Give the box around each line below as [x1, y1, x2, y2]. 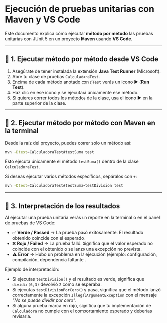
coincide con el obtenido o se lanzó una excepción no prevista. [12, 246, 142, 252]
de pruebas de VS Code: [5, 220, 56, 226]
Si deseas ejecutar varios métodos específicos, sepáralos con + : [5, 173, 137, 180]
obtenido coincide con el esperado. [12, 235, 85, 241]
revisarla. [12, 313, 32, 319]
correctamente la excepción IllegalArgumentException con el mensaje [12, 292, 157, 298]
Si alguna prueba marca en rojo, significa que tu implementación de [12, 303, 151, 309]
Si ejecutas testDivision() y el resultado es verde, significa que [12, 276, 144, 282]
